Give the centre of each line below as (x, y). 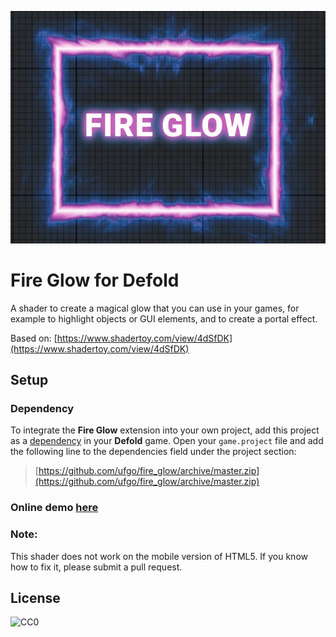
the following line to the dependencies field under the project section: (153, 452)
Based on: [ (34, 338)
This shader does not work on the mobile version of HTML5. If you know (159, 556)
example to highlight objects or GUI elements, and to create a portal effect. (164, 318)
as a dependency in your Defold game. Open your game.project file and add (167, 441)
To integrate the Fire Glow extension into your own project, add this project (165, 430)
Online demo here (54, 508)
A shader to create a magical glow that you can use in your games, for (155, 308)
